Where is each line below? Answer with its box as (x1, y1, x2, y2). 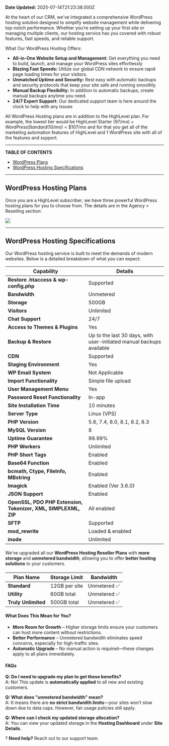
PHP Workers (8, 443, 41, 450)
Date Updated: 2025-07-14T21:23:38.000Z (5, 5, 95, 10)
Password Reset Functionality (8, 394, 81, 401)
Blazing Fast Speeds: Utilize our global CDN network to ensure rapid (12, 66, 156, 72)
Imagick (8, 482, 28, 489)
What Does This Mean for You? (5, 613, 71, 619)
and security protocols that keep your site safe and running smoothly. (12, 82, 157, 88)
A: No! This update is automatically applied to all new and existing (5, 679, 143, 685)
